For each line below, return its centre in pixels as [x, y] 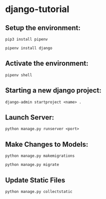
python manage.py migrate [32, 165]
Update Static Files [35, 180]
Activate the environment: [47, 64]
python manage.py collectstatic [39, 192]
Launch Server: [30, 117]
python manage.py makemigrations [40, 156]
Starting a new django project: [53, 91]
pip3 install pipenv [27, 39]
